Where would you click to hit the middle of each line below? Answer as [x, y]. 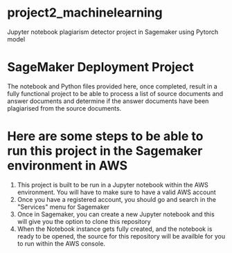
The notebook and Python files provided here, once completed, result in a [113, 86]
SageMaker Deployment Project [100, 67]
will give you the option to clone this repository [84, 221]
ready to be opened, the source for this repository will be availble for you [121, 236]
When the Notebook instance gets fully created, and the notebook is [115, 229]
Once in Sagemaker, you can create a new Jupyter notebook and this [116, 214]
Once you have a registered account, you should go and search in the [117, 199]
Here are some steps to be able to [105, 137]
